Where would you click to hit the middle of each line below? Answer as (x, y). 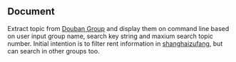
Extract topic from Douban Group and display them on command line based (118, 28)
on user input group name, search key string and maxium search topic (111, 36)
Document (31, 12)
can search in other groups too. (53, 51)
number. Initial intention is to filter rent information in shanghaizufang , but (115, 43)
